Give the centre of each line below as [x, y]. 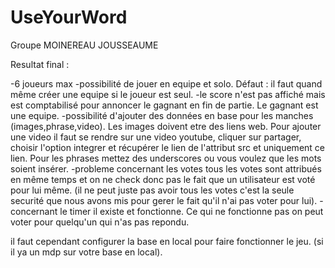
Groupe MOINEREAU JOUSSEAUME [84, 45]
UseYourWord [69, 17]
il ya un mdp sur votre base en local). [86, 252]
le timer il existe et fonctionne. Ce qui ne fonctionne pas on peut [191, 211]
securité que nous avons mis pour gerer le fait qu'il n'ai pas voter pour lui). [164, 200]
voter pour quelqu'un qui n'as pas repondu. [100, 222]
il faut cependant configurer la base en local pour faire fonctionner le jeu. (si [167, 241]
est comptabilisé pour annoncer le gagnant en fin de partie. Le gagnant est [164, 105]
